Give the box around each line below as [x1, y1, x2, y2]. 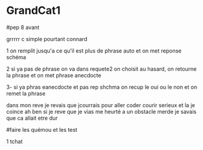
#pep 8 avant [6, 24, 39, 31]
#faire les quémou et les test [6, 126, 78, 133]
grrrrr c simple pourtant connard [6, 35, 88, 42]
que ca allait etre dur [6, 114, 58, 122]
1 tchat [6, 137, 23, 145]
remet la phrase [6, 90, 45, 97]
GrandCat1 [6, 4, 61, 18]
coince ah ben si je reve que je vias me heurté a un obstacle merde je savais [6, 108, 197, 115]
